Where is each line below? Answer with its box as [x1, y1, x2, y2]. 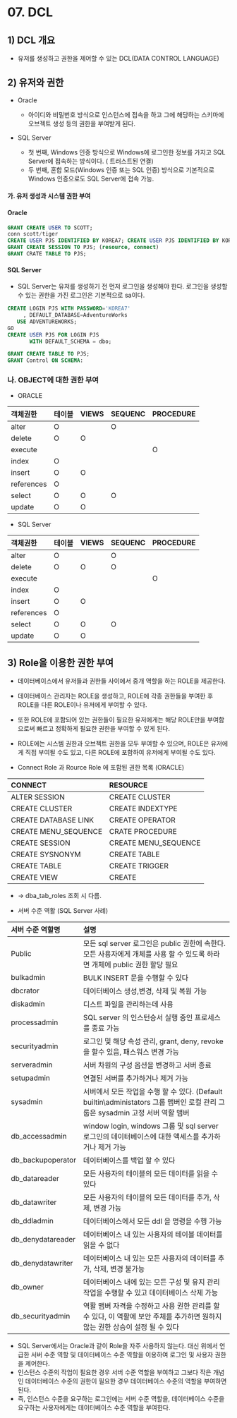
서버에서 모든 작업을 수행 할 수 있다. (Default [83, 1087, 223, 1097]
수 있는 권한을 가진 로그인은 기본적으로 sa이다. [17, 291, 145, 300]
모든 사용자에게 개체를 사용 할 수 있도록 [83, 950, 205, 959]
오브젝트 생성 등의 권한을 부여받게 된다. [28, 119, 136, 128]
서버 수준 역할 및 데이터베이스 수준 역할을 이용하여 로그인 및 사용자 [30, 1350, 214, 1359]
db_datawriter [11, 1197, 57, 1207]
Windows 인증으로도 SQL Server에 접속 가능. [28, 174, 154, 183]
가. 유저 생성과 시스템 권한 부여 [7, 192, 91, 200]
